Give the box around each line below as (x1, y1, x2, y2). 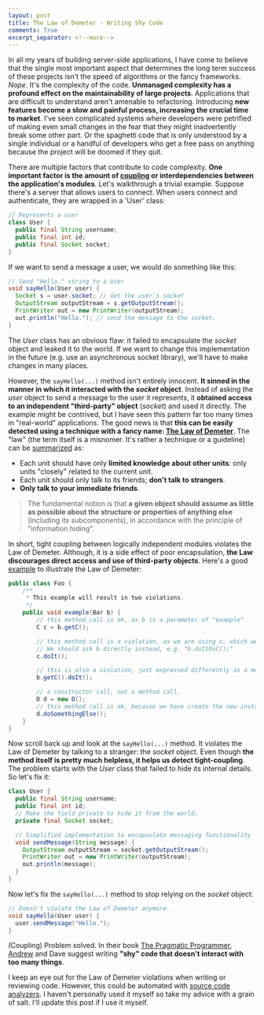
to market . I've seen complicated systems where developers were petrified (8, 113, 251, 123)
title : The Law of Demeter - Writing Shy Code (8, 19, 163, 27)
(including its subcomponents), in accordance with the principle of (27, 515, 243, 525)
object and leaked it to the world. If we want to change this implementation (8, 344, 250, 353)
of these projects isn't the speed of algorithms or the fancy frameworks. (8, 72, 241, 81)
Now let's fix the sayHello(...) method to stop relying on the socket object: (8, 889, 254, 898)
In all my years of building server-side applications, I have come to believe (8, 55, 248, 65)
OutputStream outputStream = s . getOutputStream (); (15, 299, 185, 307)
